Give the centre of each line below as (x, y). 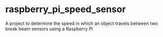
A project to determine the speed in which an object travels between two (81, 23)
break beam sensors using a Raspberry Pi (49, 28)
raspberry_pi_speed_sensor (66, 9)
